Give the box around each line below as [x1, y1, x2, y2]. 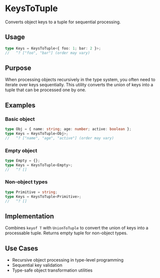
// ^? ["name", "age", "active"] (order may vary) [5, 135, 114, 141]
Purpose [5, 64, 32, 72]
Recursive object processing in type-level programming [12, 257, 124, 263]
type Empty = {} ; [5, 158, 40, 163]
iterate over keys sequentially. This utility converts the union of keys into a [5, 82, 153, 88]
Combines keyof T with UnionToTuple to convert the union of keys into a [5, 225, 148, 231]
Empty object [5, 147, 37, 154]
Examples [5, 101, 36, 109]
